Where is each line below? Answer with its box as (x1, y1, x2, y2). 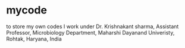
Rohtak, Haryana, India (6, 35, 62, 42)
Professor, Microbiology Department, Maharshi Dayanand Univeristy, (6, 29, 175, 36)
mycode (6, 4, 48, 17)
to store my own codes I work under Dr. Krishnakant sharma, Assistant (6, 23, 179, 30)
